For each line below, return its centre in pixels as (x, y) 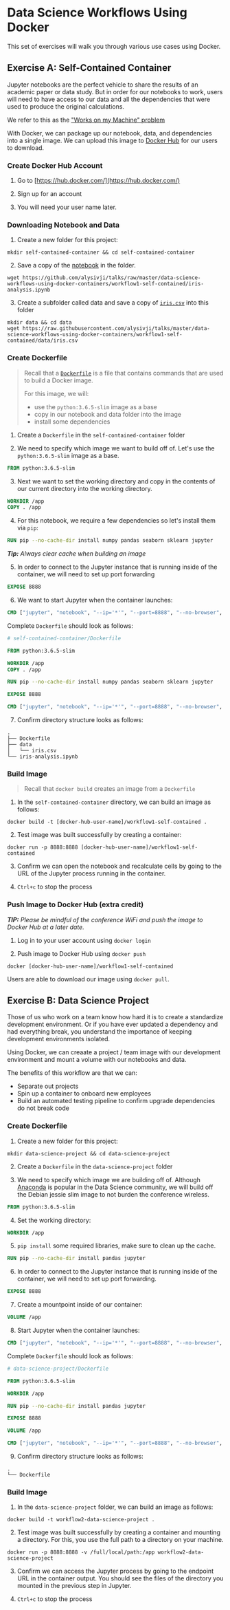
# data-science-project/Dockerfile (58, 1369)
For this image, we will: (56, 393)
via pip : (28, 528)
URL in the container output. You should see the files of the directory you (120, 1578)
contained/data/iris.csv (43, 341)
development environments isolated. (59, 1039)
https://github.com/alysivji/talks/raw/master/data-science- (112, 278)
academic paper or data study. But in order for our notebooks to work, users (115, 91)
